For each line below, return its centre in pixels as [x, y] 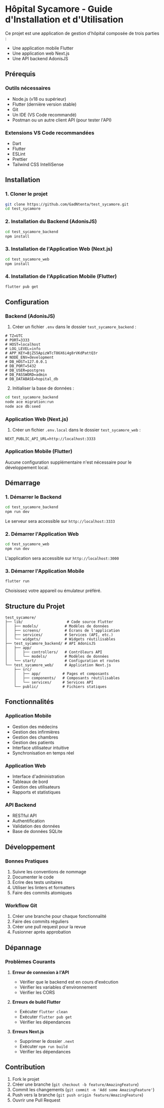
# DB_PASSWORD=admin [26, 375]
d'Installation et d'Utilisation [64, 20]
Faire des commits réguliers [40, 921]
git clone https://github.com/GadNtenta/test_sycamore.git [67, 204]
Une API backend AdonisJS [40, 58]
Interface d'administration [38, 776]
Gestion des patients [33, 742]
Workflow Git [21, 906]
